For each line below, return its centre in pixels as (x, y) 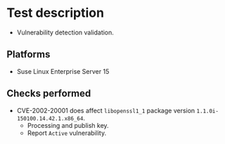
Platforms (28, 54)
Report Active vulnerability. (67, 133)
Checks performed (49, 94)
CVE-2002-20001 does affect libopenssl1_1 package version (106, 110)
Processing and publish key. (68, 125)
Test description (56, 13)
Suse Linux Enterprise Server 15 (63, 71)
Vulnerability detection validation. (65, 32)
